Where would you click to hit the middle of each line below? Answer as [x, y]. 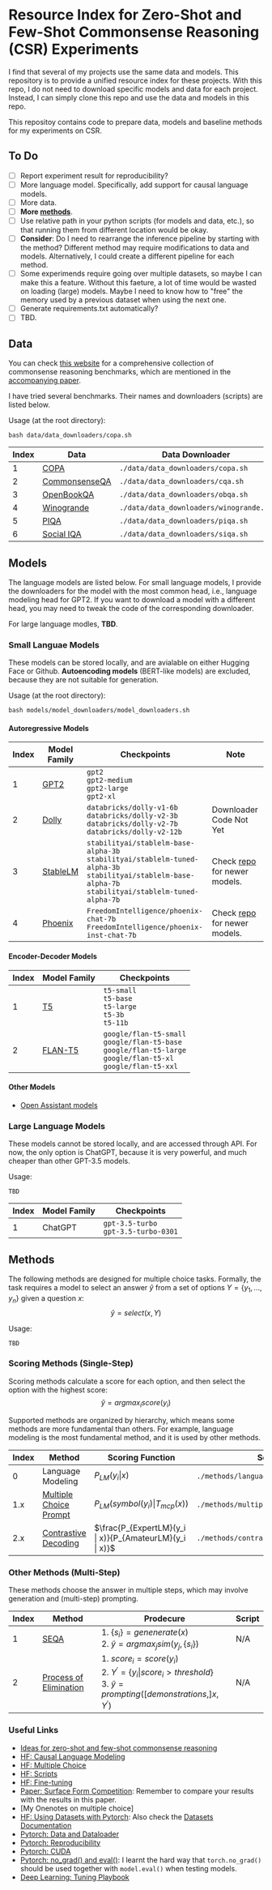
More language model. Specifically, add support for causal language [134, 185]
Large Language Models [57, 1126]
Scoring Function [142, 1457]
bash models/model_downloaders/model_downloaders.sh [99, 711]
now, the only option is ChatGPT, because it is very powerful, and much [127, 1152]
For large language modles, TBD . [64, 624]
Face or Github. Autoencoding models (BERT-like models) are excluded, [130, 671]
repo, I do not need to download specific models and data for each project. [134, 89]
